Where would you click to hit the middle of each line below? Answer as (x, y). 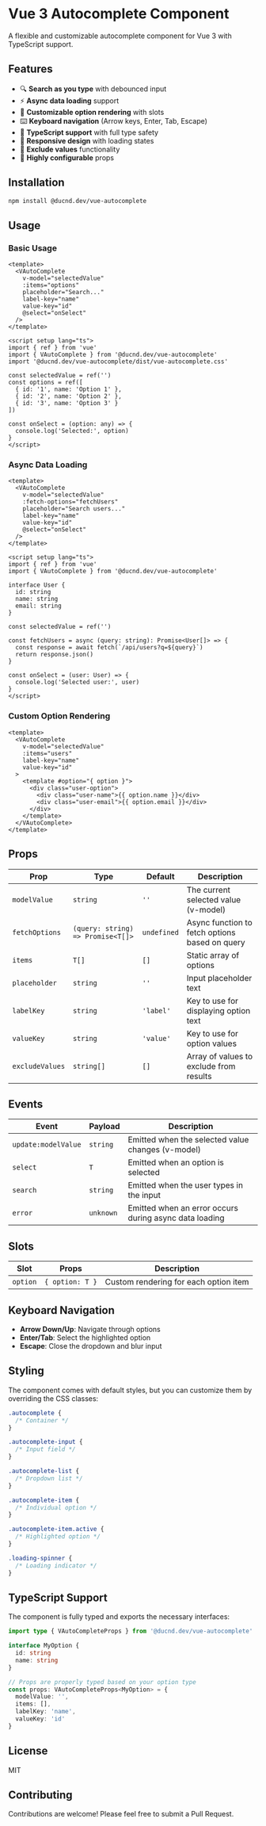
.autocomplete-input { (46, 1442)
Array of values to (220, 1056)
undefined (161, 932)
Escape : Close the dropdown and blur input (91, 1346)
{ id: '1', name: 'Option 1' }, (69, 389)
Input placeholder (219, 978)
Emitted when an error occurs (183, 1208)
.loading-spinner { (40, 1558)
